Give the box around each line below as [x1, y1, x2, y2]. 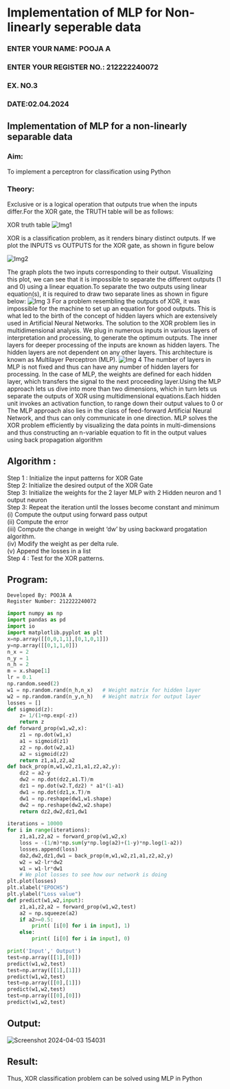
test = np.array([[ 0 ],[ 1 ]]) [7, 980, 81, 987]
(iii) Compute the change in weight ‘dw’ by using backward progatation [7, 525, 207, 533]
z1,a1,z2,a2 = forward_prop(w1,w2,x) [19, 833, 128, 840]
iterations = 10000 [7, 821, 63, 827]
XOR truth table [7, 220, 51, 229]
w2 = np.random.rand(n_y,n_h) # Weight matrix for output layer [7, 693, 201, 700]
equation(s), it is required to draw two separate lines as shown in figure [7, 290, 209, 298]
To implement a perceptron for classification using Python [7, 167, 172, 176]
